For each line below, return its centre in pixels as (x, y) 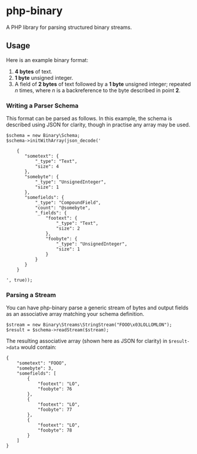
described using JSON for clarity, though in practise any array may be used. (98, 125)
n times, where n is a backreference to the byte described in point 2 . (97, 90)
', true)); (19, 280)
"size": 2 (68, 228)
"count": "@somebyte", (63, 208)
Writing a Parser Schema (42, 106)
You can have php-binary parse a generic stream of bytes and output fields (97, 308)
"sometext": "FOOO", (42, 363)
